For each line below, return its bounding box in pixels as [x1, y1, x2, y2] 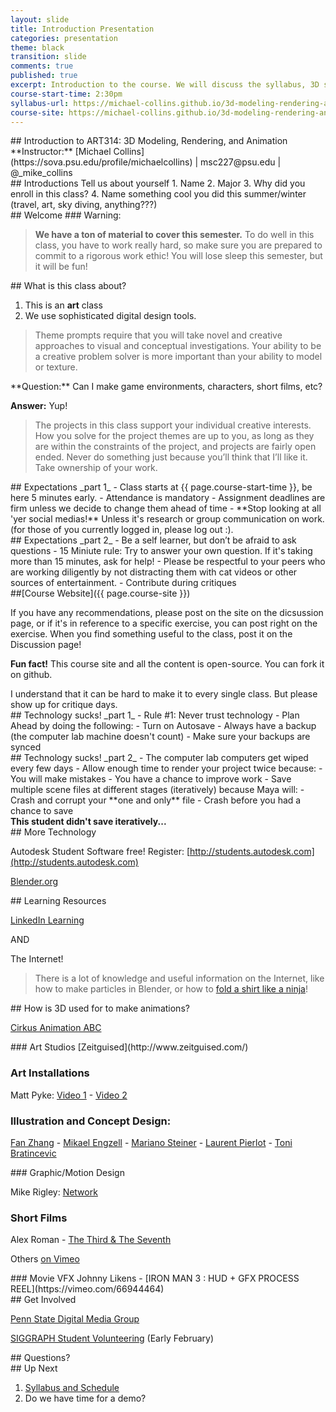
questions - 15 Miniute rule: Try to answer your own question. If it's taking [10, 545, 313, 557]
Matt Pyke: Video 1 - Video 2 [10, 1089, 128, 1101]
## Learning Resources [10, 895, 107, 907]
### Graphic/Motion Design [10, 1166, 125, 1178]
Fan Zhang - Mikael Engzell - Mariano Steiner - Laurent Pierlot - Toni [10, 1136, 293, 1148]
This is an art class [24, 299, 103, 311]
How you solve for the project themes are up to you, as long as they [34, 430, 315, 442]
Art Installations [10, 1066, 90, 1080]
